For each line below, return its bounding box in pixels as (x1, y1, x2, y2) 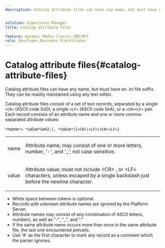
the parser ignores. (12, 238, 51, 244)
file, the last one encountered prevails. (12, 227, 90, 233)
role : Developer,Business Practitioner (5, 38, 87, 43)
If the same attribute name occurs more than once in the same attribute (12, 222, 157, 228)
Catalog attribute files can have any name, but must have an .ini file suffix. (5, 86, 155, 92)
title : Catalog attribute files (5, 25, 71, 30)
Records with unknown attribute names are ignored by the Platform (12, 201, 148, 207)
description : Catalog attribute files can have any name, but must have (5, 7, 157, 12)
